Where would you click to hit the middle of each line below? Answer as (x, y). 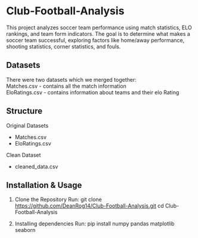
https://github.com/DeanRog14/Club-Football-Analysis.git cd (89, 206)
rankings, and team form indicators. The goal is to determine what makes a (98, 33)
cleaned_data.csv (36, 166)
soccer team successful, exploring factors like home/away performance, (95, 40)
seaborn (25, 230)
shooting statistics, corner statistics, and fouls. (64, 47)
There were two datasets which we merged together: (71, 79)
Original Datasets (27, 125)
